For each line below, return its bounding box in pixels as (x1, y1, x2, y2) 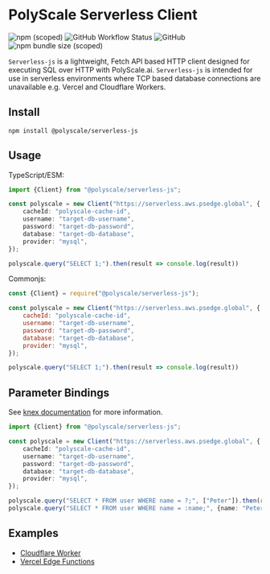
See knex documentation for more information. (8, 407, 163, 417)
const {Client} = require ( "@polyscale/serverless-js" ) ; (8, 290, 199, 298)
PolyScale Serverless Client (8, 6, 198, 24)
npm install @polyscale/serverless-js (8, 126, 138, 134)
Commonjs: (8, 274, 47, 283)
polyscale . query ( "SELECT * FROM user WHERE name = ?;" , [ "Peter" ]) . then (8, 497, 257, 505)
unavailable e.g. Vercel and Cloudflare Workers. (8, 82, 166, 92)
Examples (8, 527, 59, 540)
